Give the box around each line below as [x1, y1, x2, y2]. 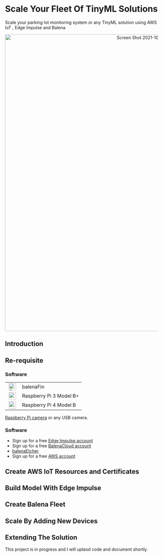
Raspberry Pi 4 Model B [22, 402, 76, 408]
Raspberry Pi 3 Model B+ [22, 392, 79, 399]
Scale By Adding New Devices [5, 517, 98, 525]
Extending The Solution [5, 533, 78, 542]
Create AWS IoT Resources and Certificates [5, 467, 140, 475]
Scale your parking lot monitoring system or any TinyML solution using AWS [5, 19, 157, 25]
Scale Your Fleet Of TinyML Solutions [5, 3, 158, 15]
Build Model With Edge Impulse [5, 484, 101, 492]
